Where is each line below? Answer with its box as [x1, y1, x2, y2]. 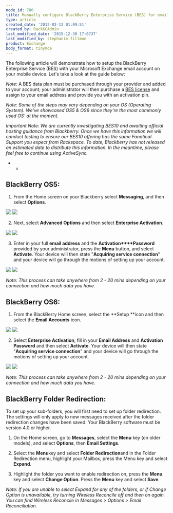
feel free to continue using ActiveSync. [6, 150, 88, 156]
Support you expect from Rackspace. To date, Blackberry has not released [6, 139, 165, 145]
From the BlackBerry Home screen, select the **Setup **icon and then [13, 312, 164, 318]
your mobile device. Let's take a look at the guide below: [6, 70, 125, 77]
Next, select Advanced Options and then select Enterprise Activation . [13, 219, 164, 226]
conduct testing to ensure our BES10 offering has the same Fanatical [6, 133, 152, 139]
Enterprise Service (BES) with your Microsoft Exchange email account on [6, 65, 160, 71]
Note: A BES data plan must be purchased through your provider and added [6, 81, 166, 87]
